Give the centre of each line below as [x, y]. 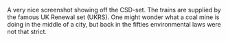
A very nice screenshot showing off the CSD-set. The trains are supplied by [114, 10]
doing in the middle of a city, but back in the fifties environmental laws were [114, 24]
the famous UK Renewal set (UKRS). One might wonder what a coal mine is [113, 17]
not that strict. [27, 31]
